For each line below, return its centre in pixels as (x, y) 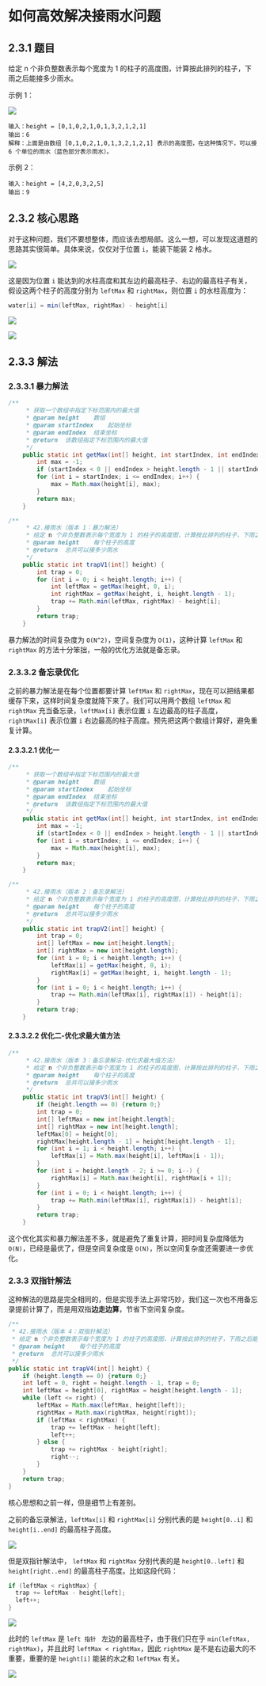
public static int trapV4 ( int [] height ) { (79, 1369)
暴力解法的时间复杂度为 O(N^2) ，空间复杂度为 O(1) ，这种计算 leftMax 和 (125, 640)
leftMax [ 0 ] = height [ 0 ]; (78, 1134)
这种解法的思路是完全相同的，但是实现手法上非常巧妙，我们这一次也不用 (126, 1300)
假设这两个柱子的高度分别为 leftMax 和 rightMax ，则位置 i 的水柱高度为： (128, 290)
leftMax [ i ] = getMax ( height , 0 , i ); (111, 965)
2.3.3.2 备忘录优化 (44, 672)
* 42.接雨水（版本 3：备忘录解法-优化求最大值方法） (102, 1060)
